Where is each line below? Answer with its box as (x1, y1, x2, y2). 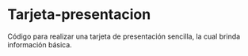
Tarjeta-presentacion (7, 6, 151, 24)
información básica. (7, 39, 72, 49)
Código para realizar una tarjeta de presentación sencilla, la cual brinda (7, 32, 241, 41)
